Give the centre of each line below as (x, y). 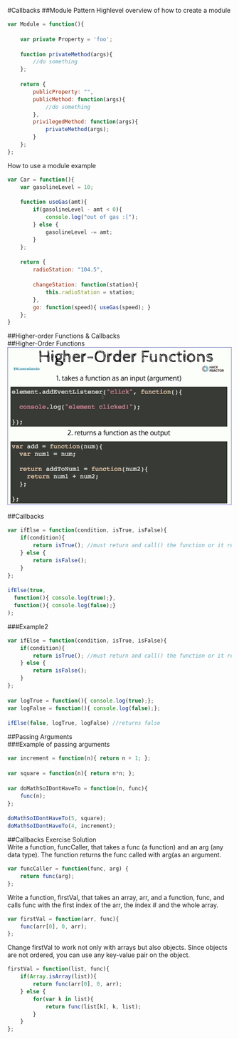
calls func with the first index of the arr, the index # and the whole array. (113, 905)
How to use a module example (52, 165)
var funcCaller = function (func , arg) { (68, 869)
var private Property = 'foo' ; (67, 39)
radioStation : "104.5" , (68, 270)
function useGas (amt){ (54, 202)
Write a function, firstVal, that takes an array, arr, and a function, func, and (116, 897)
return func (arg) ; (47, 876)
